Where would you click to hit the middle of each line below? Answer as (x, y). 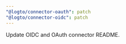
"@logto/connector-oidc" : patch (47, 17)
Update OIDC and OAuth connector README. (63, 34)
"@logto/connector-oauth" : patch (48, 12)
